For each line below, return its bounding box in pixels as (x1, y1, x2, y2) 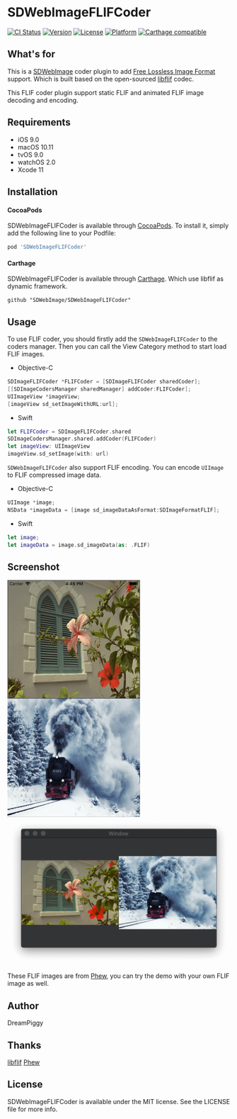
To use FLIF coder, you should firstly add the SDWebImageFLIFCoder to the (7, 334, 218, 344)
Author (7, 1000, 39, 1012)
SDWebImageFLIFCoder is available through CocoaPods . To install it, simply (7, 221, 229, 230)
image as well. (7, 979, 50, 988)
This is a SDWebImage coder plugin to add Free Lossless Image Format (7, 67, 216, 75)
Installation (7, 186, 58, 198)
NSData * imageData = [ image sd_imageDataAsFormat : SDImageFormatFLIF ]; (7, 506, 220, 514)
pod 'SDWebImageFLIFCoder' (7, 244, 87, 251)
